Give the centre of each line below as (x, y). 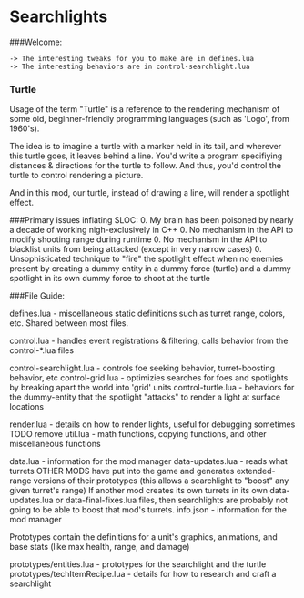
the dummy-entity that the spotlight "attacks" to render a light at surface (145, 397)
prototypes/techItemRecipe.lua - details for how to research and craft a (143, 574)
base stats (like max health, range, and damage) (100, 547)
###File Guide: (37, 296)
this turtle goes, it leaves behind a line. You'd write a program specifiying (146, 156)
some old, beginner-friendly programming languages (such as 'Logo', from (149, 119)
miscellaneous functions (56, 444)
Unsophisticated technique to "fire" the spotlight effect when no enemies (147, 259)
